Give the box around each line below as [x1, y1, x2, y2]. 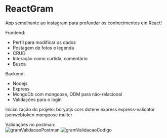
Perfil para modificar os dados [12, 39, 76, 45]
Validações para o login [12, 97, 62, 103]
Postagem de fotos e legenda [12, 44, 74, 51]
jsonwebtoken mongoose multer [5, 112, 72, 118]
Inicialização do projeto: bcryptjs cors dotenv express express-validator [5, 106, 155, 112]
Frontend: [5, 29, 26, 35]
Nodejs [12, 80, 28, 86]
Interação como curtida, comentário [12, 55, 88, 61]
